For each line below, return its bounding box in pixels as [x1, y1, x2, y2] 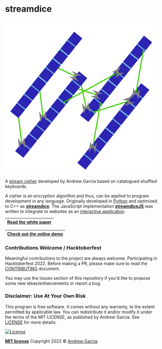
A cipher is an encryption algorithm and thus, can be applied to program [5, 193, 149, 198]
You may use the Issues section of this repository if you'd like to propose [5, 275, 150, 281]
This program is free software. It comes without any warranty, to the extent [5, 304, 155, 310]
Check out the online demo [7, 231, 63, 237]
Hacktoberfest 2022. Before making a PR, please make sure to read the [5, 261, 148, 267]
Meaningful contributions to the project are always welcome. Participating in [5, 255, 158, 261]
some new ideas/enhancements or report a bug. [5, 280, 101, 286]
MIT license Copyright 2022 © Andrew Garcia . [5, 338, 99, 344]
